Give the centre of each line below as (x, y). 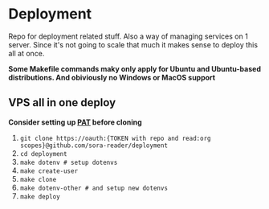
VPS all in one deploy (62, 102)
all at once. (26, 53)
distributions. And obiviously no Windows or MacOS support (112, 77)
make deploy (40, 197)
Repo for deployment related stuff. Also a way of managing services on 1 (128, 36)
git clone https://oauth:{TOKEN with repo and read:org (115, 138)
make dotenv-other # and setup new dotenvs (94, 188)
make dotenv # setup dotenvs (69, 162)
